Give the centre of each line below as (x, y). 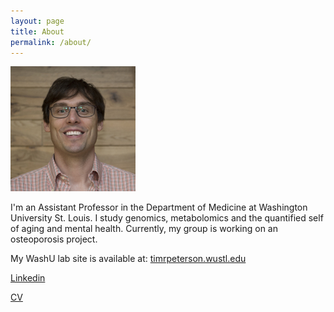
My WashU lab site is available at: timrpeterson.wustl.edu (128, 259)
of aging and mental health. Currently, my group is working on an (144, 229)
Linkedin (28, 278)
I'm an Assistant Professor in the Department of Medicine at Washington (159, 207)
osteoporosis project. (54, 239)
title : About (37, 31)
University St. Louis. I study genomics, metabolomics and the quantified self (167, 218)
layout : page (37, 21)
